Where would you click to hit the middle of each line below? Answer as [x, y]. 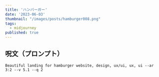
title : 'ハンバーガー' [26, 10]
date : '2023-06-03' [25, 14]
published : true [22, 33]
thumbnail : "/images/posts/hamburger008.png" [53, 19]
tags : [11, 23]
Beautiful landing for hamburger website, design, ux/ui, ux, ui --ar [79, 65]
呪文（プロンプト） [34, 54]
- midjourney [23, 28]
